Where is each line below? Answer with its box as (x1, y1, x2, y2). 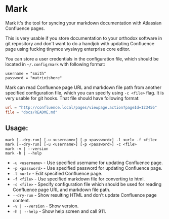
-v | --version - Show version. (12, 203, 79, 209)
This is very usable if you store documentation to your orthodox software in (5, 35, 162, 41)
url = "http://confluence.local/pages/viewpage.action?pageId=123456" (5, 105, 157, 110)
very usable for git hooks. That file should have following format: (5, 95, 140, 101)
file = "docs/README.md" (5, 110, 58, 115)
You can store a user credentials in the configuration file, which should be (5, 55, 159, 61)
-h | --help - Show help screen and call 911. (12, 208, 106, 214)
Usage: (5, 124, 29, 133)
